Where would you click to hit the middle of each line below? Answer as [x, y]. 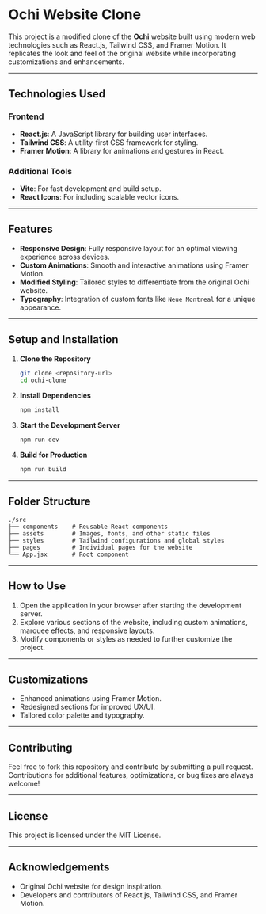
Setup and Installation [63, 339]
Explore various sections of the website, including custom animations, [133, 622]
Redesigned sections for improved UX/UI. [87, 707]
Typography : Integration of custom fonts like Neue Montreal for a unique [137, 299]
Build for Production [53, 455]
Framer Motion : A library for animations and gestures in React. [122, 150]
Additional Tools [40, 171]
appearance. [40, 307]
